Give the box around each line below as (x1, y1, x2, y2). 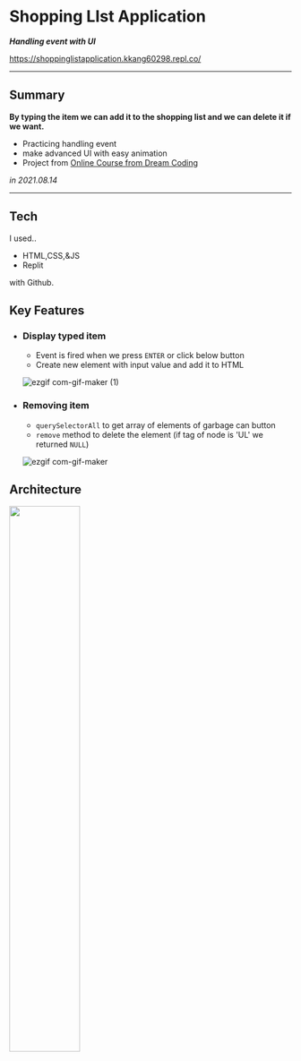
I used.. (9, 233, 38, 244)
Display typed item (21, 329, 107, 342)
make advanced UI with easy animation (21, 148, 168, 158)
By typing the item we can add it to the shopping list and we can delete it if (9, 111, 291, 122)
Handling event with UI (9, 36, 96, 47)
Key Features (9, 303, 85, 318)
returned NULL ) (35, 439, 90, 449)
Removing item (21, 399, 90, 412)
